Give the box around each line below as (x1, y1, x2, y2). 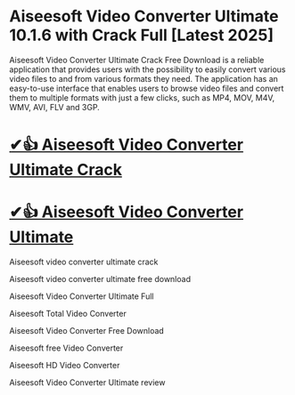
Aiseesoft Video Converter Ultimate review (9, 377, 166, 388)
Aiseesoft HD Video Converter (9, 360, 120, 371)
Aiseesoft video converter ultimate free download (9, 274, 192, 285)
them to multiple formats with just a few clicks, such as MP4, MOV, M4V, (9, 92, 275, 103)
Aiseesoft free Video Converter (9, 343, 124, 353)
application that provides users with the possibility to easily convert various (9, 64, 286, 75)
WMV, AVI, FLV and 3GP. (9, 101, 100, 112)
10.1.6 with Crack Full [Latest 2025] (9, 25, 275, 45)
